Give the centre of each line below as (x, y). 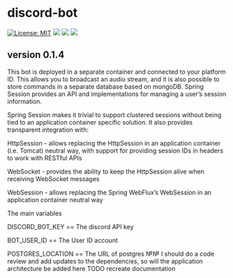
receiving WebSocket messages (53, 178)
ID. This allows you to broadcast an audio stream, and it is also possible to (113, 79)
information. (25, 101)
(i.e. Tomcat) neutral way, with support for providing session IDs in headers (115, 150)
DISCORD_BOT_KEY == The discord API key (70, 226)
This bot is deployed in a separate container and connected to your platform (116, 72)
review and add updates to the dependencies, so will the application (105, 261)
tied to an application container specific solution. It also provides (100, 122)
